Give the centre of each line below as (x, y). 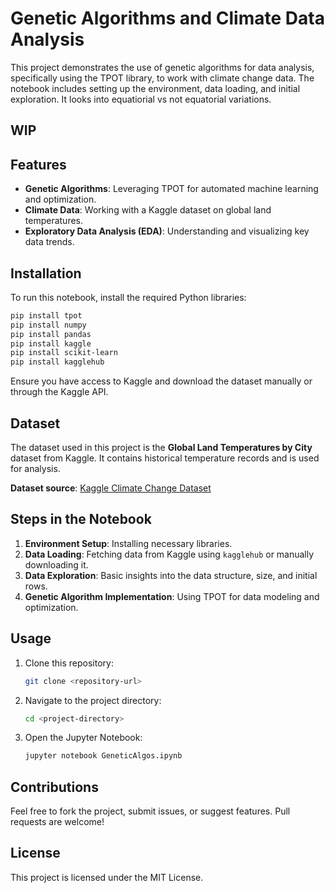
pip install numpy (48, 325)
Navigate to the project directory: (93, 700)
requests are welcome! (57, 822)
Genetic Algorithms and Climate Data (167, 18)
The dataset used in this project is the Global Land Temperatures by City (161, 448)
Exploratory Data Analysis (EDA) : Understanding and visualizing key (167, 231)
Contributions (54, 787)
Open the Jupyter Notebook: (83, 738)
